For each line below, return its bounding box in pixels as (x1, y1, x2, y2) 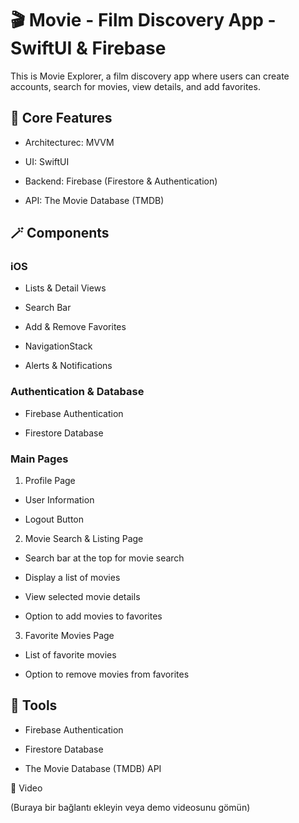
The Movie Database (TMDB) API (24, 762, 162, 774)
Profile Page (24, 475, 76, 487)
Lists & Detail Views (24, 282, 107, 294)
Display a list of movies (24, 572, 121, 584)
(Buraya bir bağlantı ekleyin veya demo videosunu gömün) (10, 801, 251, 813)
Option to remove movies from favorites (24, 668, 190, 681)
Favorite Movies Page (24, 630, 115, 642)
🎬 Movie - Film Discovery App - (10, 9, 277, 32)
